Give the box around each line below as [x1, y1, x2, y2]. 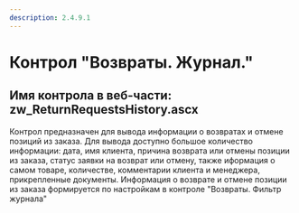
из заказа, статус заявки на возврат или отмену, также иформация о [9, 154, 276, 165]
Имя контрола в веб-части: [9, 88, 173, 104]
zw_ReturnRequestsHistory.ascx [9, 102, 199, 117]
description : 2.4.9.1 [9, 13, 91, 23]
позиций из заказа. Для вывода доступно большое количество [9, 135, 253, 146]
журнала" [9, 193, 48, 204]
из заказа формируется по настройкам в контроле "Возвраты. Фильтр [9, 183, 282, 194]
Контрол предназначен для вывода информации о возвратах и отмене [9, 125, 284, 136]
